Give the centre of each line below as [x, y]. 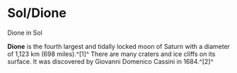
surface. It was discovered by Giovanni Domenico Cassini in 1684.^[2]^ [110, 61]
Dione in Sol [25, 33]
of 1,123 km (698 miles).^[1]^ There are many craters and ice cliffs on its [111, 54]
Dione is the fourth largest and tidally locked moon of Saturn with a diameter [119, 46]
